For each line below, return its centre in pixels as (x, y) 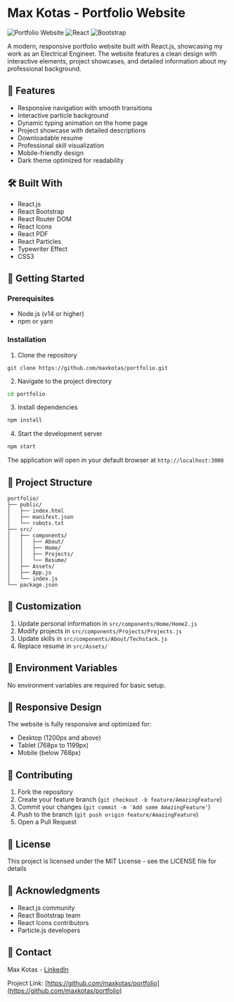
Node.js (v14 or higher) (51, 314)
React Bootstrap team (49, 915)
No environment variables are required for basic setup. (86, 685)
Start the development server (60, 434)
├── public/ (25, 505)
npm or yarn (35, 322)
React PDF (33, 233)
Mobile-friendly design (51, 152)
